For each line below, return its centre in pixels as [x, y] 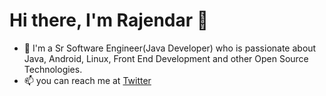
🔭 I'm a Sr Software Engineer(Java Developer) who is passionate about [170, 48]
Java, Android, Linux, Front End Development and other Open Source [166, 58]
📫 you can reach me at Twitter [87, 80]
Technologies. [53, 69]
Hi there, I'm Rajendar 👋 [109, 20]
